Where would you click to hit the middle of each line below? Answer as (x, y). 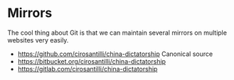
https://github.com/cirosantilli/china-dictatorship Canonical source (115, 54)
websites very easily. (38, 40)
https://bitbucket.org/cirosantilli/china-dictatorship (91, 61)
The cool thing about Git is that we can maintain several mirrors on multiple (117, 33)
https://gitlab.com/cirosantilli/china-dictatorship (87, 69)
